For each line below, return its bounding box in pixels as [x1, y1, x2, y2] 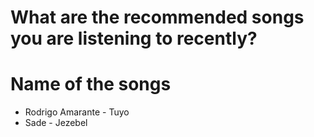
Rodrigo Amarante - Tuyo [24, 106, 130, 118]
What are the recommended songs [10, 6, 305, 29]
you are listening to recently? [10, 27, 258, 50]
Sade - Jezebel [24, 117, 88, 129]
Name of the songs [10, 73, 172, 96]
